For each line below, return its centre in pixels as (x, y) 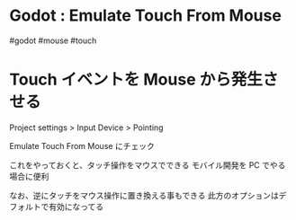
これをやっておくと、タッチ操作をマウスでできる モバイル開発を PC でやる (148, 165)
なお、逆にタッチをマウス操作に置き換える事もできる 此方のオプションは (144, 195)
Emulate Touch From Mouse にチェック (82, 145)
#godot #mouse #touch (53, 40)
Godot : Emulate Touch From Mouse (145, 16)
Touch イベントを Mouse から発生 (136, 79)
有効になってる (76, 207)
